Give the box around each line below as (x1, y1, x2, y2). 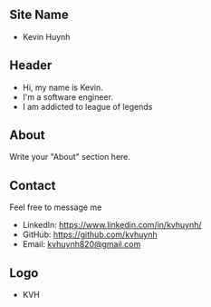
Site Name (9, 7, 70, 23)
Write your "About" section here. (9, 152, 131, 163)
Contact (9, 177, 56, 193)
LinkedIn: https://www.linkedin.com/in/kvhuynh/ (22, 220, 202, 231)
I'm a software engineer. (22, 91, 113, 103)
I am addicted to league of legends (22, 101, 153, 112)
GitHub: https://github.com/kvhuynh (22, 229, 158, 240)
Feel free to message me (9, 202, 102, 213)
